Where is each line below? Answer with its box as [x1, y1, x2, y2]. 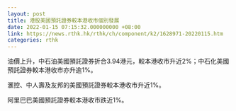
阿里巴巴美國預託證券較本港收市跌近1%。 [7, 96, 128, 105]
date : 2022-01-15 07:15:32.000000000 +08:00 [7, 23, 141, 30]
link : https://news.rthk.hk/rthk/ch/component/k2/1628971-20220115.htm [7, 30, 223, 37]
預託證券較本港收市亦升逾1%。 [7, 66, 97, 74]
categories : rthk [7, 37, 59, 44]
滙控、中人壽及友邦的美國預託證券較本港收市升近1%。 [7, 81, 165, 89]
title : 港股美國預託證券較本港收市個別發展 [7, 17, 120, 24]
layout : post [7, 10, 46, 18]
